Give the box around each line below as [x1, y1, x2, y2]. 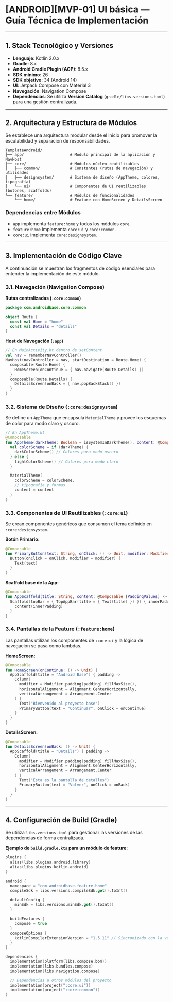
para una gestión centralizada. [12, 99, 78, 105]
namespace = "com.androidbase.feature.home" [10, 883, 107, 888]
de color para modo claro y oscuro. [5, 420, 80, 427]
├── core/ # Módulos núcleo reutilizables [5, 161, 140, 166]
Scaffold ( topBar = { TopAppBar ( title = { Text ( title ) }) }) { [10, 599, 146, 604]
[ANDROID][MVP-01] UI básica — [5, 4, 150, 15]
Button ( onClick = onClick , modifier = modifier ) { [10, 556, 121, 561]
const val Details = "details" [10, 324, 77, 329]
